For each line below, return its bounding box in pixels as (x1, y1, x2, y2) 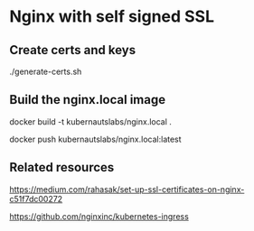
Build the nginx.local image (9, 92, 165, 107)
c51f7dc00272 (9, 193, 63, 204)
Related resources (9, 160, 115, 175)
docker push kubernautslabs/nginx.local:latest (9, 134, 183, 144)
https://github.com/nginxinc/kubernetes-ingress (9, 210, 190, 222)
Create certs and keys (9, 42, 136, 58)
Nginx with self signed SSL (9, 6, 215, 27)
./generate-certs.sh (9, 66, 82, 77)
